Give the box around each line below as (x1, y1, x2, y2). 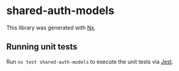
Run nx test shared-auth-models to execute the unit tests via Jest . (6, 58, 174, 65)
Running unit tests (6, 42, 78, 52)
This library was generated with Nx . (6, 24, 96, 31)
